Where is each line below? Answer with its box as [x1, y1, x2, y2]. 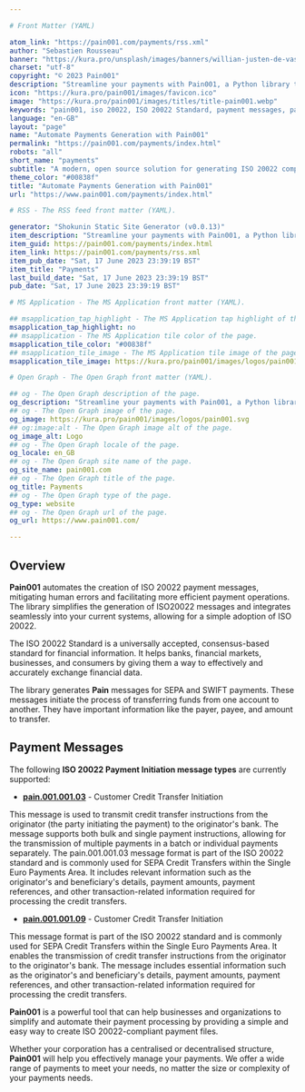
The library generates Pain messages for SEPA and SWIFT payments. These [9, 684, 295, 695]
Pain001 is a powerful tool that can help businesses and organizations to [9, 1006, 281, 1018]
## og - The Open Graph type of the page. [9, 491, 172, 500]
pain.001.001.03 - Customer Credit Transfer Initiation [22, 791, 224, 802]
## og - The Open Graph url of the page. [9, 508, 169, 517]
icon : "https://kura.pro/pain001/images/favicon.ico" [9, 88, 218, 97]
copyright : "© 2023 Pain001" [9, 72, 120, 81]
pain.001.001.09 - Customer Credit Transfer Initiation [22, 913, 224, 924]
